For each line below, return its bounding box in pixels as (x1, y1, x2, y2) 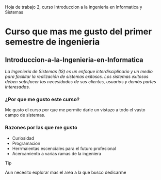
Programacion (12, 140, 41, 146)
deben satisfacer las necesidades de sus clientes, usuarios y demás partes (5, 79, 156, 84)
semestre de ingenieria (5, 36, 100, 47)
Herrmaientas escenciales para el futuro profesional (12, 145, 116, 151)
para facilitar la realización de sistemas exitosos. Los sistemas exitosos (5, 74, 149, 79)
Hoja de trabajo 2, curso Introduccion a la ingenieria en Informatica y (5, 4, 143, 10)
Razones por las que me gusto (5, 124, 78, 131)
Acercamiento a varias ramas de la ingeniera (12, 150, 101, 156)
